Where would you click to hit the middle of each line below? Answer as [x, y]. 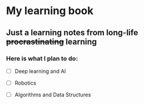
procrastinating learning [51, 41]
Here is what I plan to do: [42, 58]
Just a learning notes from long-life [72, 33]
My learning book [50, 11]
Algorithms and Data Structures [53, 95]
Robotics [25, 83]
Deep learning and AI [40, 71]
